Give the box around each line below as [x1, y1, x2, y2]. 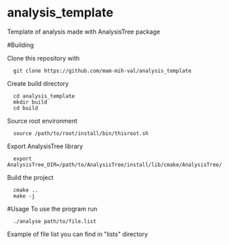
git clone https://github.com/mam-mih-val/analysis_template [13, 67, 192, 74]
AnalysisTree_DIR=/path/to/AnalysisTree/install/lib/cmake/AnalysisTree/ [7, 161, 223, 168]
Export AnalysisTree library [7, 142, 84, 150]
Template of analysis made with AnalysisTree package [7, 27, 160, 36]
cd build [13, 104, 38, 111]
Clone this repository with [7, 54, 80, 62]
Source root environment [7, 117, 77, 125]
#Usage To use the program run [7, 205, 97, 213]
